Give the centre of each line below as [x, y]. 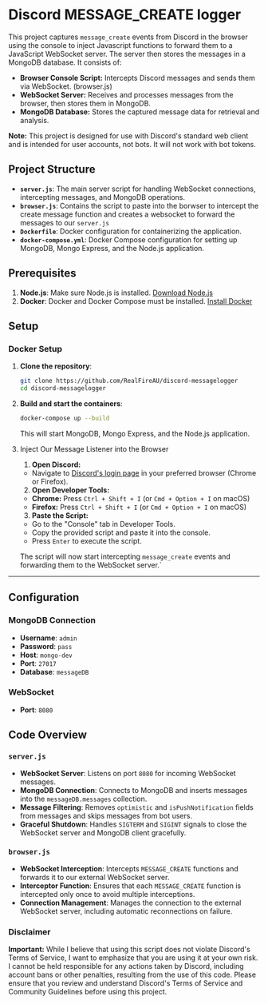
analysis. [34, 120]
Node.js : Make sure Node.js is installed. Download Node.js [116, 293]
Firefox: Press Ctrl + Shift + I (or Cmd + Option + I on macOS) [139, 507]
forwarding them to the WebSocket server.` [91, 564]
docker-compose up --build [65, 418]
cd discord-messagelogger [63, 388]
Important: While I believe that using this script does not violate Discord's [130, 950]
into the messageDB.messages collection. [83, 799]
